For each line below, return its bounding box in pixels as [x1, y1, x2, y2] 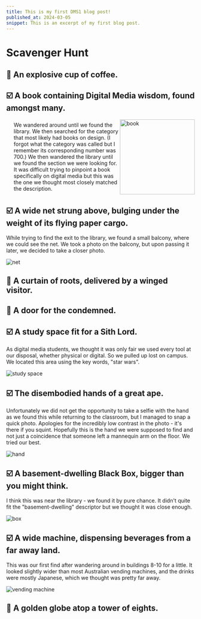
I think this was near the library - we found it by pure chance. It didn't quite [6, 497, 190, 504]
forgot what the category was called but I [14, 140, 115, 148]
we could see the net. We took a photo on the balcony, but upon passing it [6, 241, 190, 248]
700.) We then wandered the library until [14, 154, 114, 161]
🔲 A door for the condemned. [6, 305, 117, 315]
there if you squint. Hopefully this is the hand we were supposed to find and [6, 426, 193, 433]
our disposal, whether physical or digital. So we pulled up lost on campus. [6, 352, 188, 359]
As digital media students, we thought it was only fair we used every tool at [6, 345, 191, 353]
